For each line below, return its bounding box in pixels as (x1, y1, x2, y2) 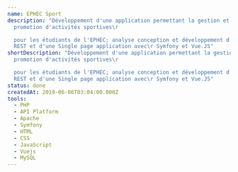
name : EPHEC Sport (7, 10, 62, 18)
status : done (7, 82, 46, 89)
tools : (7, 95, 27, 103)
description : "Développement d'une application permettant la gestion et (7, 17, 230, 24)
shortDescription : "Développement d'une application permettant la (7, 50, 211, 57)
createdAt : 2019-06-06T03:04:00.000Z (7, 88, 119, 96)
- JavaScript (13, 141, 52, 149)
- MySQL (13, 154, 37, 161)
